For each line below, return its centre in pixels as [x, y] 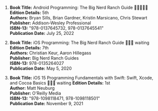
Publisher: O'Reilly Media [35, 93]
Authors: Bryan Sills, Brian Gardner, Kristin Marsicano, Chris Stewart [78, 18]
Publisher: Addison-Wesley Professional [50, 23]
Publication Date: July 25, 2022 [42, 33]
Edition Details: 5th [29, 13]
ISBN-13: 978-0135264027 [37, 63]
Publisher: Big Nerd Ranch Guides [44, 58]
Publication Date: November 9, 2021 [46, 103]
